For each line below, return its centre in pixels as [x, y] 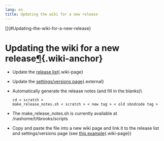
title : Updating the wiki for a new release [51, 14]
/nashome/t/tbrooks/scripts [40, 119]
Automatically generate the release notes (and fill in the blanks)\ [77, 91]
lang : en [14, 10]
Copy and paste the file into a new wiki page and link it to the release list [85, 128]
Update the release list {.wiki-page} [48, 72]
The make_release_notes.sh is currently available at [65, 113]
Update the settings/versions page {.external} [58, 82]
